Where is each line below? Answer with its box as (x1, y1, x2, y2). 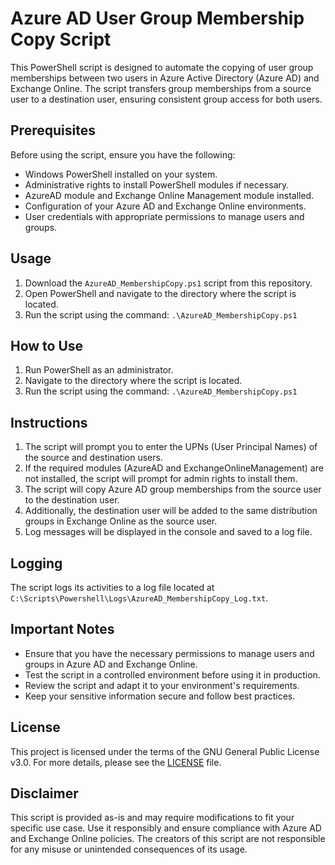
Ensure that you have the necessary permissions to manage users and (24, 647, 315, 659)
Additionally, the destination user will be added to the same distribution (24, 505, 318, 517)
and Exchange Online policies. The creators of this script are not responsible (10, 833, 326, 845)
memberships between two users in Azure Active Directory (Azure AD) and (10, 72, 320, 84)
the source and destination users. (24, 452, 163, 464)
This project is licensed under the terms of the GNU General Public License (10, 745, 320, 757)
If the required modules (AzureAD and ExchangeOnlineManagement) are (24, 462, 324, 474)
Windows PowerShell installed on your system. (24, 168, 218, 180)
